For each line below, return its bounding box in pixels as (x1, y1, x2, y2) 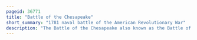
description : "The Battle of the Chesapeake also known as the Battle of (6, 25, 192, 31)
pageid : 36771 (6, 8, 41, 15)
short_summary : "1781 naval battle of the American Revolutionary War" (6, 19, 186, 25)
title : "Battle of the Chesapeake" (6, 14, 94, 20)
